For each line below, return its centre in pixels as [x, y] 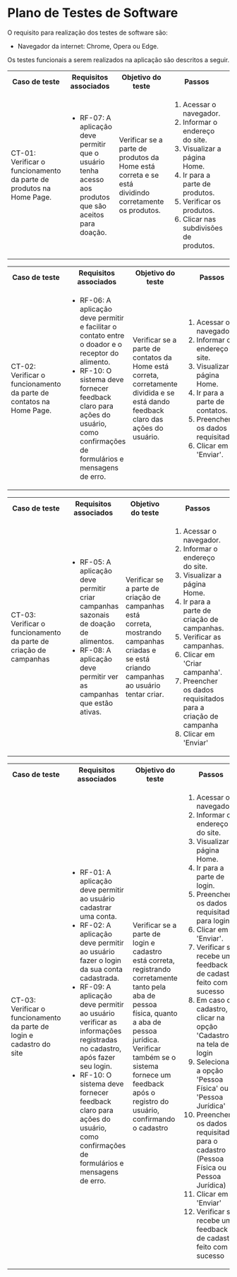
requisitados [203, 698]
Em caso [211, 1000]
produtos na [31, 188]
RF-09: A [96, 986]
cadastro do [31, 1044]
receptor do [99, 353]
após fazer [98, 1057]
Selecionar [214, 1061]
